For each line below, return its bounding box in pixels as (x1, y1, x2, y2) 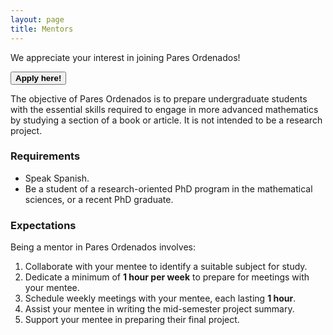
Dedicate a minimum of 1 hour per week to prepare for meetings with (24, 271, 310, 283)
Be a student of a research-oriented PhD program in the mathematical (24, 182, 313, 195)
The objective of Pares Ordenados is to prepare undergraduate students (10, 92, 308, 105)
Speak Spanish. (24, 172, 90, 184)
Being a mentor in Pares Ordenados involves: (10, 241, 196, 253)
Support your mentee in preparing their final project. (24, 314, 240, 326)
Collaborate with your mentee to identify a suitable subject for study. (24, 261, 308, 273)
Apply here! (15, 72, 62, 83)
